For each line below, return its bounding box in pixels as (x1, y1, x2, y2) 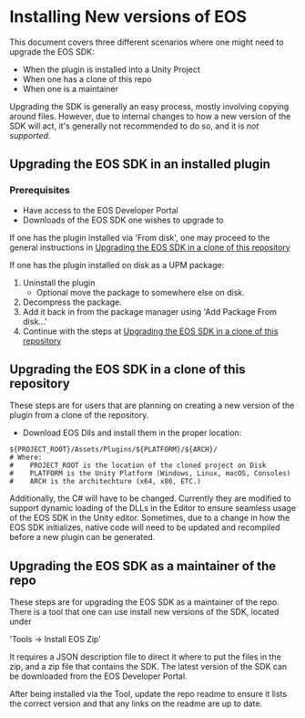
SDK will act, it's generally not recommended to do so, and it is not (9, 120, 259, 131)
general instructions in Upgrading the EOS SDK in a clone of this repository (9, 242, 291, 253)
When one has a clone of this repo (22, 73, 152, 84)
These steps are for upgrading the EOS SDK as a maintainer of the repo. (9, 597, 280, 608)
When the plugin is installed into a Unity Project (22, 64, 200, 75)
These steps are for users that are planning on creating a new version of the (9, 400, 295, 411)
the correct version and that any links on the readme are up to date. (9, 698, 262, 709)
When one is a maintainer (22, 83, 118, 94)
